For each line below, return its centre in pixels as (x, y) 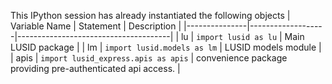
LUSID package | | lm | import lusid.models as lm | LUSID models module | (166, 47)
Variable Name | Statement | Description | (96, 26)
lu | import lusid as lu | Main (242, 36)
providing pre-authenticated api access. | (95, 68)
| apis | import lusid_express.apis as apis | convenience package (149, 58)
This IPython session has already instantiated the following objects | (150, 15)
